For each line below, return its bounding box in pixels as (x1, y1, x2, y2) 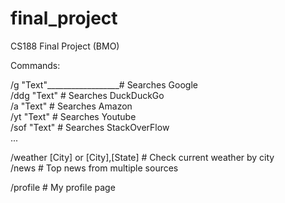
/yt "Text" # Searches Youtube (10, 110, 137, 122)
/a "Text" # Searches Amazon (10, 100, 133, 112)
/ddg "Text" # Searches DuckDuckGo (10, 89, 165, 101)
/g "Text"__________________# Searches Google (10, 78, 198, 91)
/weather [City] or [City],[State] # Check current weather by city (10, 151, 275, 163)
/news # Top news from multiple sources (10, 162, 179, 174)
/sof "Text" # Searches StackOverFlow (10, 121, 170, 133)
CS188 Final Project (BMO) (10, 40, 120, 52)
